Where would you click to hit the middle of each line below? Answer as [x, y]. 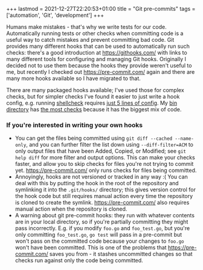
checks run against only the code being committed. [79, 260]
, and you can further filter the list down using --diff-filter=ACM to [110, 145]
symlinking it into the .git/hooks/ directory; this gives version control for [105, 189]
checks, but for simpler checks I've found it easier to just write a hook [93, 97]
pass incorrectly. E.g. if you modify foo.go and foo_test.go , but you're [102, 228]
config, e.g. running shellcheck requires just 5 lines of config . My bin [92, 103]
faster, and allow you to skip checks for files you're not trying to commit [104, 164]
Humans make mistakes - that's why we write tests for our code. [87, 27]
